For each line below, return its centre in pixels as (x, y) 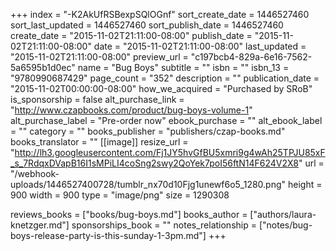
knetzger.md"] (40, 225)
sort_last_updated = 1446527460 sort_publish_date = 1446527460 (147, 25)
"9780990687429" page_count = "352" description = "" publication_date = (165, 78)
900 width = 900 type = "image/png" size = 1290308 (120, 195)
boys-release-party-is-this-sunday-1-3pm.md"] (108, 235)
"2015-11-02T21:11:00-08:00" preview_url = (99, 57)
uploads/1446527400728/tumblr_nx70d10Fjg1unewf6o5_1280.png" (148, 184)
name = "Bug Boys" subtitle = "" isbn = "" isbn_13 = (183, 67)
